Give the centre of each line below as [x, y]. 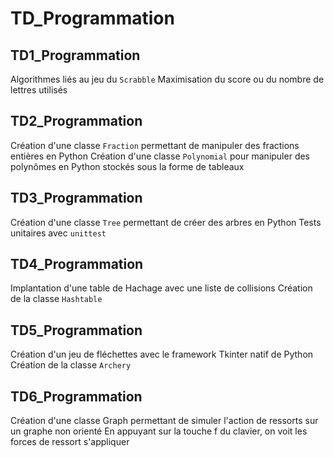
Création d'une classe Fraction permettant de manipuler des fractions [155, 145]
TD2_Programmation [76, 121]
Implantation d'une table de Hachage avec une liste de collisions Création [161, 288]
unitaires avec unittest [58, 233]
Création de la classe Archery [71, 365]
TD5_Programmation [76, 330]
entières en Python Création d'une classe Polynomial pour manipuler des [160, 156]
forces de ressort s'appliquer [70, 442]
